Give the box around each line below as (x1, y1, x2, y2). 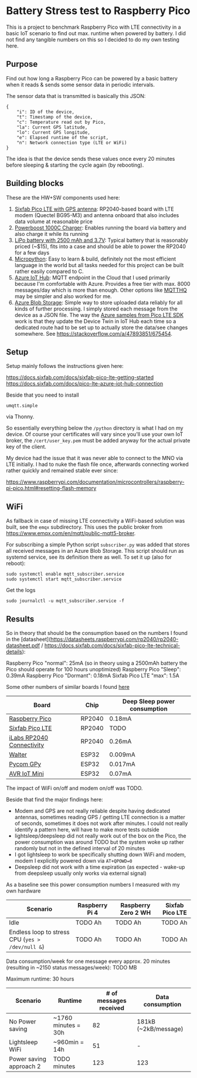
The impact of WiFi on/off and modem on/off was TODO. (6, 785, 143, 792)
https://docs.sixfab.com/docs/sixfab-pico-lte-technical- (44, 642, 181, 649)
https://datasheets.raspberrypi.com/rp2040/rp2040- (50, 636, 179, 643)
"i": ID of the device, (16, 109, 75, 115)
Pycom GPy (9, 760, 42, 768)
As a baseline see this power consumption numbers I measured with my (6, 881, 180, 888)
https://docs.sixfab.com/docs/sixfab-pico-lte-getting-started (6, 374, 154, 381)
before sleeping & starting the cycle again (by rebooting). (6, 161, 144, 168)
